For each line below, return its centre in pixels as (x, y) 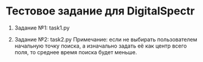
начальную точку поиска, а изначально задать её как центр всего (101, 46)
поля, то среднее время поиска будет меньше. (76, 52)
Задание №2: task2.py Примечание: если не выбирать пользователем (106, 39)
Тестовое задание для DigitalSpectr (100, 11)
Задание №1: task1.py (42, 28)
